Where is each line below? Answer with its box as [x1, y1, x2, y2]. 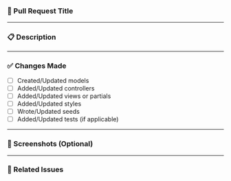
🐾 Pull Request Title [7, 6, 74, 16]
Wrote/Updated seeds [16, 108, 80, 116]
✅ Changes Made [7, 61, 67, 71]
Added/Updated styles [16, 99, 82, 108]
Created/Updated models [16, 76, 89, 84]
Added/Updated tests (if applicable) [16, 115, 119, 123]
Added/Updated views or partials [16, 92, 111, 100]
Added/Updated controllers [16, 84, 95, 92]
